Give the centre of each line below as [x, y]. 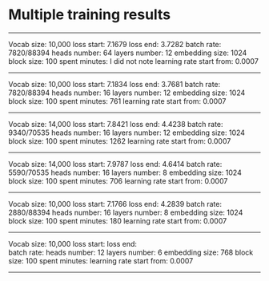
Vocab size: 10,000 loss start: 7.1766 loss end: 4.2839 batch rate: [115, 204]
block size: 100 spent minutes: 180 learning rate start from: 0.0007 [118, 220]
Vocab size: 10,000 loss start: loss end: [73, 243]
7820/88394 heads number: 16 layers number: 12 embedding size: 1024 [127, 93]
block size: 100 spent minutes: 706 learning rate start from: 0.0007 [118, 180]
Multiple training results [90, 15]
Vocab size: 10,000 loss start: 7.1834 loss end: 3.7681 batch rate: [114, 84]
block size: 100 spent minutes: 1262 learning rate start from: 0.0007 [120, 140]
